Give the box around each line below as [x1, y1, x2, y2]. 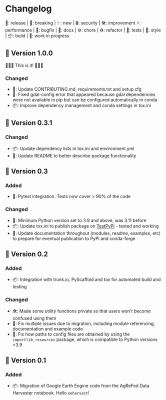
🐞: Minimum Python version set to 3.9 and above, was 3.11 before [12, 217, 146, 223]
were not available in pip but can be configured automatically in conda [12, 97, 157, 103]
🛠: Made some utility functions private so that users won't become [12, 308, 151, 314]
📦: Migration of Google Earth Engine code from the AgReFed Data [12, 383, 149, 389]
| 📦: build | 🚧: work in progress [5, 32, 69, 38]
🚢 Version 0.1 [5, 356, 46, 365]
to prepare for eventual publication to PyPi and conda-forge [12, 235, 136, 241]
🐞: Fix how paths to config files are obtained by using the [12, 331, 130, 337]
